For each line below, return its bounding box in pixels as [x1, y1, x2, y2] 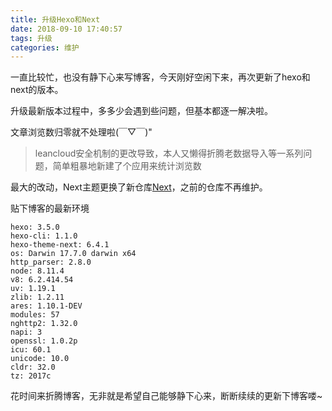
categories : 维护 [10, 42, 80, 53]
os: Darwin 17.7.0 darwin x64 [10, 249, 137, 259]
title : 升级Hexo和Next [10, 14, 101, 25]
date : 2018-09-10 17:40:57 [10, 24, 123, 34]
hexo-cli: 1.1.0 [10, 231, 78, 241]
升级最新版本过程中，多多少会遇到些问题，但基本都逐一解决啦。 [10, 105, 273, 117]
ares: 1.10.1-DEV [10, 301, 83, 311]
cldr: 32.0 [10, 362, 56, 373]
